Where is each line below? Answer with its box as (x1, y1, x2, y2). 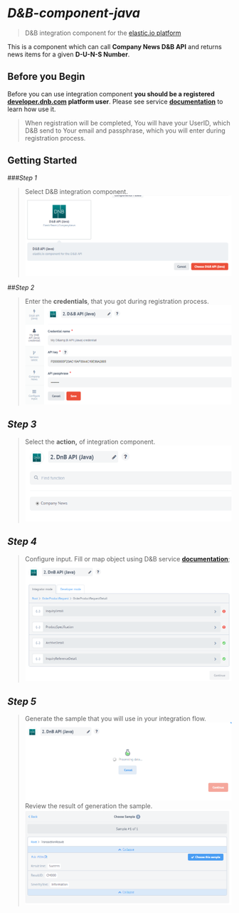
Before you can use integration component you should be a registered (7, 89, 215, 98)
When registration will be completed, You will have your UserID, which (24, 118, 231, 127)
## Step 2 (7, 283, 35, 292)
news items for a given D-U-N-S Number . (7, 50, 130, 58)
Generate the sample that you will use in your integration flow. (24, 714, 206, 723)
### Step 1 (7, 173, 38, 182)
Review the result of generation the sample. (24, 801, 153, 810)
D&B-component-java (7, 5, 141, 21)
